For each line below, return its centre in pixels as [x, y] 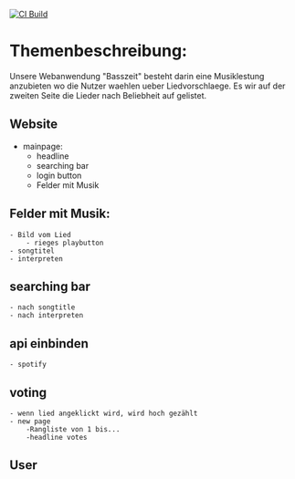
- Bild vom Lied [40, 234]
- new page [30, 422]
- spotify [28, 365]
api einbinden [49, 344]
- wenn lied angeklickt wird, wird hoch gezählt [104, 413]
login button [59, 175]
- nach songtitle [42, 307]
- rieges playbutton [65, 243]
